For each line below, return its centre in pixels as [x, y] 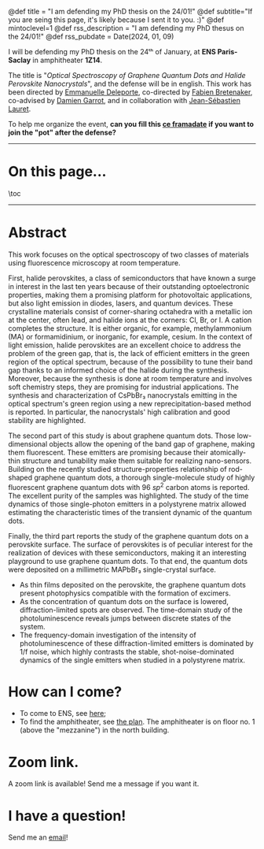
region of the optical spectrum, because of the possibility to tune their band [130, 361]
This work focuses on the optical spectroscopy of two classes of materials [128, 254]
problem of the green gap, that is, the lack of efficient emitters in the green [129, 353]
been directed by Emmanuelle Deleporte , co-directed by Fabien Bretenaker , [130, 92]
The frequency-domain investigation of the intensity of [108, 635]
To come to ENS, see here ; [63, 714]
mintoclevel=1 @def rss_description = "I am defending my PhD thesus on [126, 28]
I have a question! [67, 816]
